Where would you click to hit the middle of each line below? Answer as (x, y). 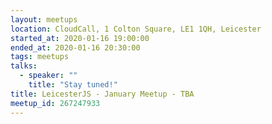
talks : (24, 66)
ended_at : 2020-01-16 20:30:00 (75, 47)
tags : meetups (40, 57)
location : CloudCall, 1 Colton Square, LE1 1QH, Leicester (136, 29)
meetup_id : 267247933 (55, 103)
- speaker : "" (48, 76)
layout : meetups (44, 19)
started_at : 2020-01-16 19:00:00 (80, 38)
